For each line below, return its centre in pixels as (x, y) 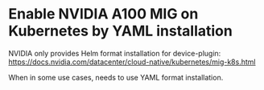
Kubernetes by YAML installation (121, 31)
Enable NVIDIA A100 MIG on (103, 14)
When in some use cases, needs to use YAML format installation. (116, 77)
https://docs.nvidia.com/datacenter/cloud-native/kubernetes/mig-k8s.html (132, 62)
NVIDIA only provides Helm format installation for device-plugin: (115, 53)
